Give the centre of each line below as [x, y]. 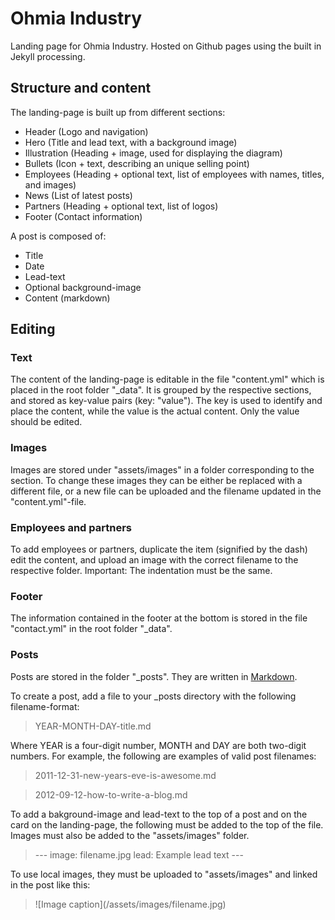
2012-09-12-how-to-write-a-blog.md [111, 794]
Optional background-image [83, 287]
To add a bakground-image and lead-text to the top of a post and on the [159, 814]
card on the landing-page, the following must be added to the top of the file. [167, 824]
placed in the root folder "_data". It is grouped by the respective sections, [161, 390]
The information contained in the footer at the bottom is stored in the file [159, 618]
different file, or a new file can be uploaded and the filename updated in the [166, 491]
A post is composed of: [58, 236]
